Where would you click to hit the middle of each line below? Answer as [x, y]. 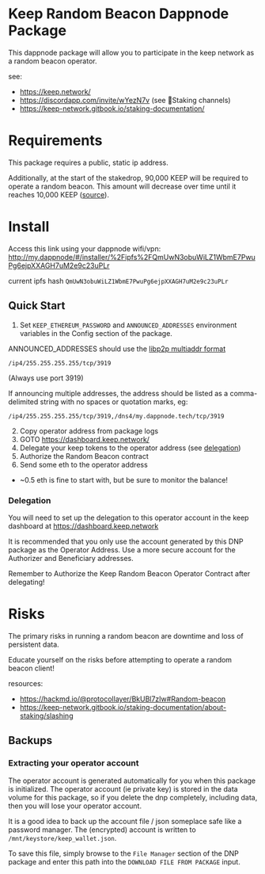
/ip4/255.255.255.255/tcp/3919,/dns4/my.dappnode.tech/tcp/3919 [116, 416]
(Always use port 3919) [46, 378]
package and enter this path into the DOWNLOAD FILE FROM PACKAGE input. [125, 861]
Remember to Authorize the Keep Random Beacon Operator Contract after [129, 573]
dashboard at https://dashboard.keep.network [83, 526]
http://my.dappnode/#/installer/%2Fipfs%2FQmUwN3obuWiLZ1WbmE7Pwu [132, 257]
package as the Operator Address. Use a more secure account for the [122, 550]
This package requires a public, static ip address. [88, 162]
